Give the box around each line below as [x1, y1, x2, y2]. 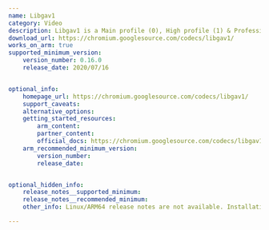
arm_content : [37, 122, 81, 130]
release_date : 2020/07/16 [22, 64, 110, 72]
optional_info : [8, 85, 59, 93]
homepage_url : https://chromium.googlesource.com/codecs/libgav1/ [22, 93, 249, 101]
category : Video [8, 19, 62, 27]
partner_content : [37, 129, 94, 138]
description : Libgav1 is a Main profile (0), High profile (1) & [8, 26, 231, 34]
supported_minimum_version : [8, 49, 102, 57]
